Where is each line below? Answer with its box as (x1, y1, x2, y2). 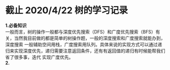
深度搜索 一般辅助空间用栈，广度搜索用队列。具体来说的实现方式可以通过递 (5, 41, 162, 47)
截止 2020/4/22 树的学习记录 (5, 5, 128, 16)
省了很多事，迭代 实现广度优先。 (5, 54, 74, 60)
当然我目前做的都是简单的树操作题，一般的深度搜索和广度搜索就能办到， (14, 35, 165, 41)
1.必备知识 (5, 22, 27, 28)
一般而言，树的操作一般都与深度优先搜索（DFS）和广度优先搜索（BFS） (5, 28, 156, 34)
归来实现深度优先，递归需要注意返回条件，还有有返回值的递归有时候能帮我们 (5, 48, 165, 54)
